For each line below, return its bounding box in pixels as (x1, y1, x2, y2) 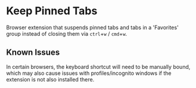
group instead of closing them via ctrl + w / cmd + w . (6, 30, 127, 37)
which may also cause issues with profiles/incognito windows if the (6, 70, 172, 77)
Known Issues (6, 48, 60, 58)
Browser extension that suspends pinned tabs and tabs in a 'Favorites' (6, 24, 179, 31)
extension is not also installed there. (6, 76, 95, 83)
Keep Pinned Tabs (6, 4, 98, 18)
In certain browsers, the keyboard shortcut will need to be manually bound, (6, 63, 191, 70)
